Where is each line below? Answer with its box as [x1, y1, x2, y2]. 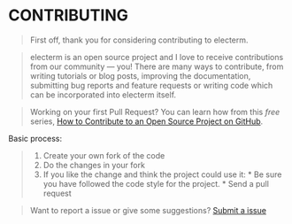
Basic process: [8, 133, 63, 143]
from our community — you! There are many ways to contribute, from [29, 61, 284, 72]
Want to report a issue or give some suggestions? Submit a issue [29, 205, 267, 215]
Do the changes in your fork [42, 159, 145, 170]
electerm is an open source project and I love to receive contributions [29, 51, 284, 62]
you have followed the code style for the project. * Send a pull [42, 178, 269, 189]
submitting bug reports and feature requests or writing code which [29, 80, 273, 90]
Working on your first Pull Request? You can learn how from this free [29, 106, 280, 117]
